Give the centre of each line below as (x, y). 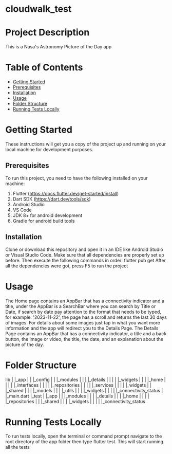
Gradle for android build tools (44, 221)
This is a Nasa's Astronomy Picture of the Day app (59, 47)
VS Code (22, 210)
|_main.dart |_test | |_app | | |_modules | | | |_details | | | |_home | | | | (77, 396)
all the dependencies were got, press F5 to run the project (67, 266)
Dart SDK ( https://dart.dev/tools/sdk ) (52, 199)
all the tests (17, 447)
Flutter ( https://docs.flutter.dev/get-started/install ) (66, 193)
